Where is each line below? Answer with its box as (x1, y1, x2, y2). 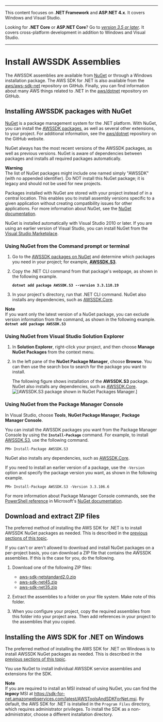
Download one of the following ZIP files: (12, 565, 92, 570)
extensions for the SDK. (5, 671, 52, 677)
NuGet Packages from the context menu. (12, 349, 95, 355)
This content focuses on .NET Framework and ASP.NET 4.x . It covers (5, 10, 145, 15)
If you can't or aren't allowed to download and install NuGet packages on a (5, 545, 154, 551)
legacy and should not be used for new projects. (5, 180, 102, 186)
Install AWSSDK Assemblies (5, 57, 121, 67)
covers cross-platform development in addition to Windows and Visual (5, 30, 146, 35)
